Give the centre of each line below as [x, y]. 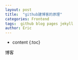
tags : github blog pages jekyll [39, 24]
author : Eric [18, 28]
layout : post [18, 10]
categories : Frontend [27, 19]
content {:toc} [26, 42]
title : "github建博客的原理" [34, 14]
